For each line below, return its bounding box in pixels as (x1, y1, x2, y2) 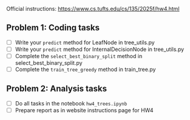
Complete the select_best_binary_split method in (15, 52, 143, 59)
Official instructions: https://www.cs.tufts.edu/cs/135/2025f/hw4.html (6, 5, 180, 12)
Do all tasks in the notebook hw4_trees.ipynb (15, 99, 127, 107)
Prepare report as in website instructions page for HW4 (15, 106, 154, 114)
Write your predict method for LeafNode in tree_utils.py (15, 39, 155, 46)
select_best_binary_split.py (15, 59, 83, 66)
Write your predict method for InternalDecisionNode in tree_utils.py (15, 45, 185, 53)
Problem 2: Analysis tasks (6, 84, 107, 94)
